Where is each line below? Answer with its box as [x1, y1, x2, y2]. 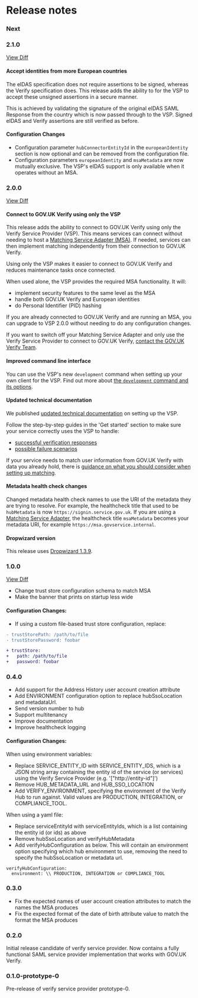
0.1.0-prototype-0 [6, 972, 59, 980]
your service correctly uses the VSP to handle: [6, 427, 119, 434]
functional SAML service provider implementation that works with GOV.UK [6, 951, 187, 958]
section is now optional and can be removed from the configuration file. [14, 150, 189, 157]
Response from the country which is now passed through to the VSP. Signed [6, 110, 193, 118]
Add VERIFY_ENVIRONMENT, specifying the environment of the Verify [14, 787, 186, 794]
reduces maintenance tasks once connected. [6, 266, 116, 274]
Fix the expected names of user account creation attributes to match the [14, 898, 191, 905]
